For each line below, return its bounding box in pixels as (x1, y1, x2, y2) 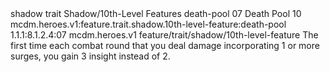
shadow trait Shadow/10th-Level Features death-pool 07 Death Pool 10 (10, 8, 302, 19)
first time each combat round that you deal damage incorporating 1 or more (10, 40, 320, 51)
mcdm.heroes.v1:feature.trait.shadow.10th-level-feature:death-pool (10, 18, 287, 30)
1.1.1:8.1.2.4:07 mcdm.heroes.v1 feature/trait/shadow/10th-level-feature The (10, 29, 319, 41)
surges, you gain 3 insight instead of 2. (10, 50, 171, 62)
